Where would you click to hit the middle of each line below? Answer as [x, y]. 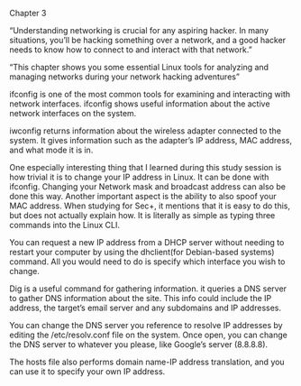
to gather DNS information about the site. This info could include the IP [141, 298]
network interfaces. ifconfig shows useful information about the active [140, 104]
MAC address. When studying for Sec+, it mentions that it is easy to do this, [150, 206]
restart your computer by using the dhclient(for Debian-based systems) [142, 252]
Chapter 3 [28, 13]
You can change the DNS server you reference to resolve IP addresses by [146, 325]
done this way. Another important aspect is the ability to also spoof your [143, 196]
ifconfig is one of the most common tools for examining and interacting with [150, 94]
